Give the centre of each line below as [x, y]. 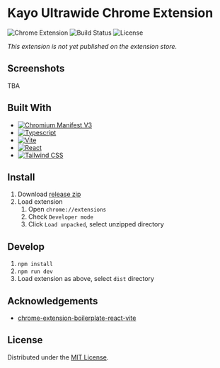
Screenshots [36, 69]
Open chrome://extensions [67, 209]
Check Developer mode [61, 217]
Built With [29, 108]
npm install [35, 264]
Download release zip [49, 194]
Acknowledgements [53, 301]
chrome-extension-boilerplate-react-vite [77, 318]
